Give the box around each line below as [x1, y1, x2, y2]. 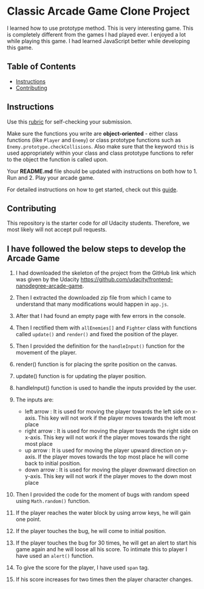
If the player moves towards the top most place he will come [38, 453, 189, 460]
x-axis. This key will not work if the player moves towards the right [24, 434, 191, 441]
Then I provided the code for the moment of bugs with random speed [15, 491, 189, 498]
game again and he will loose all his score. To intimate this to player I [15, 546, 188, 553]
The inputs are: [15, 396, 54, 403]
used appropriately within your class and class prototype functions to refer [7, 149, 194, 157]
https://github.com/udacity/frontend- [80, 276, 174, 283]
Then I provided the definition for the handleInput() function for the [15, 342, 185, 350]
